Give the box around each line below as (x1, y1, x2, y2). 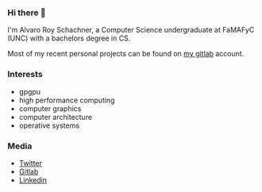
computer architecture (18, 112, 93, 121)
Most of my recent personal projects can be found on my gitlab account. (7, 49, 245, 59)
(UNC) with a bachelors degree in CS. (7, 33, 131, 43)
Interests (7, 69, 43, 80)
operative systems (18, 121, 80, 130)
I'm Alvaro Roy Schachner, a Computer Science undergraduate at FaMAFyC (7, 25, 255, 35)
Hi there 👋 (7, 7, 47, 18)
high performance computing (18, 95, 115, 105)
